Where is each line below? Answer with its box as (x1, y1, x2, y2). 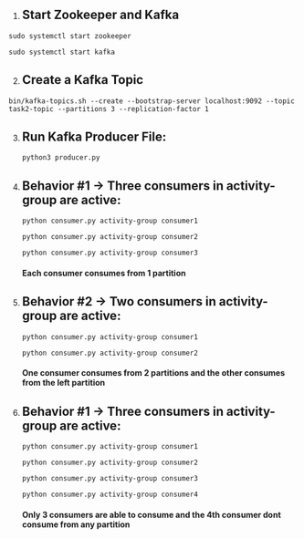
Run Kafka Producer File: (21, 130, 167, 145)
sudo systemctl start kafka (8, 47, 116, 57)
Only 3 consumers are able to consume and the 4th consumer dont (21, 509, 282, 520)
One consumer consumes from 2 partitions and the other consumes (21, 368, 286, 378)
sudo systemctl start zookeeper (8, 31, 131, 40)
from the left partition (21, 378, 106, 389)
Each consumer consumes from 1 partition (21, 267, 186, 278)
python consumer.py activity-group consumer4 (21, 490, 198, 500)
